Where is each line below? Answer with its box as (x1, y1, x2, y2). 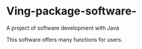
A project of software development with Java (6, 24, 119, 31)
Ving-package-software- (6, 4, 137, 18)
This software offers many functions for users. (6, 36, 123, 43)
